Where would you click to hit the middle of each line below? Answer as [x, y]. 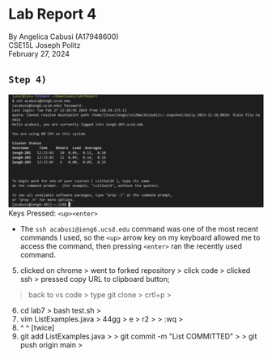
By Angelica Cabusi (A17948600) [64, 36]
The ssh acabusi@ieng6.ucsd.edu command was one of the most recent [139, 229]
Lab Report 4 [53, 14]
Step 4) [28, 80]
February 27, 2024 [39, 53]
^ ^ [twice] [37, 328]
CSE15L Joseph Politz [45, 45]
